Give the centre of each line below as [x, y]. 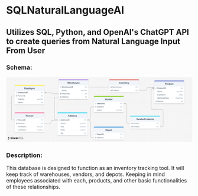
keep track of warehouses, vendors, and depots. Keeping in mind [86, 174]
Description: [24, 155]
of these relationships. [33, 187]
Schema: [19, 67]
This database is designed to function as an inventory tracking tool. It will [95, 168]
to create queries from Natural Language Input [93, 41]
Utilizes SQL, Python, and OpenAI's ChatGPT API [98, 32]
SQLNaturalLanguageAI [65, 10]
